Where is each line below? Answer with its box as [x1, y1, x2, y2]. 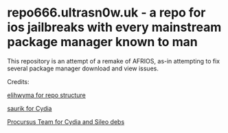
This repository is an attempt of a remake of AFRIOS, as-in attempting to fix [7, 57, 220, 65]
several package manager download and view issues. [7, 64, 159, 72]
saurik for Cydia [7, 104, 52, 112]
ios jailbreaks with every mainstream [7, 19, 222, 35]
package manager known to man [7, 34, 198, 50]
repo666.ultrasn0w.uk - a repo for [7, 5, 206, 21]
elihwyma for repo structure [7, 91, 86, 99]
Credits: [7, 77, 30, 85]
